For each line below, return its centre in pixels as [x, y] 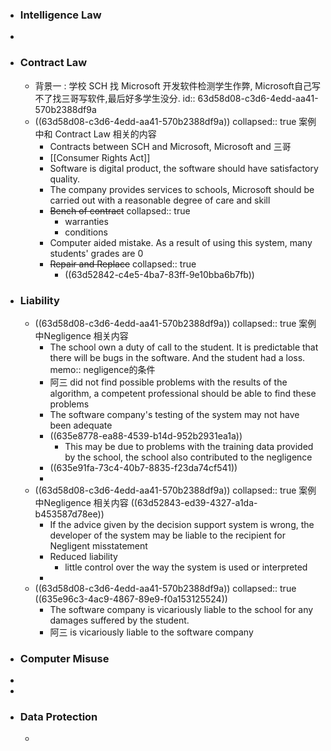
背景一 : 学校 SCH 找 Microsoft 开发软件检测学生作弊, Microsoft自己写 [177, 85]
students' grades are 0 [96, 253]
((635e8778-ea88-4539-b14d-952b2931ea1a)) [146, 435]
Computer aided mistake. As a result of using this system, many [181, 242]
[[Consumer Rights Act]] [100, 157]
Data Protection [58, 717]
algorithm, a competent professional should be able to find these [183, 393]
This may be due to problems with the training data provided [189, 446]
